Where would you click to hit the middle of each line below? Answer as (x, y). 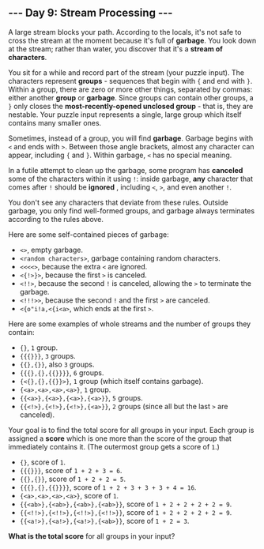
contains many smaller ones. (55, 122)
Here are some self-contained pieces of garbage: (89, 234)
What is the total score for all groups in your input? (92, 536)
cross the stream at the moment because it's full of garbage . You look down (132, 40)
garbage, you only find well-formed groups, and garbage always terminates (132, 211)
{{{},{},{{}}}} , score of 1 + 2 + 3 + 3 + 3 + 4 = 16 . (108, 487)
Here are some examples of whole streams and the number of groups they (130, 324)
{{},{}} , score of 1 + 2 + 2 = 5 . (73, 479)
